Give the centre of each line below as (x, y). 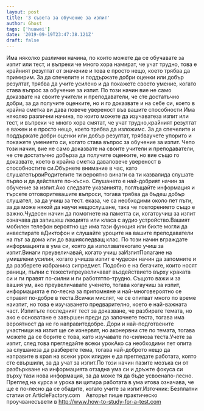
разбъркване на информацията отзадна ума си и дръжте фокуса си (95, 369)
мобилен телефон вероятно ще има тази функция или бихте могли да (97, 226)
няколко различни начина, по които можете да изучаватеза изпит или (97, 116)
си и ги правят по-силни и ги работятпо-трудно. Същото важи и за (93, 278)
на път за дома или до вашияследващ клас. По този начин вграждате (97, 239)
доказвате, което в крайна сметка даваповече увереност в (84, 162)
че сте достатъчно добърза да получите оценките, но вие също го (93, 155)
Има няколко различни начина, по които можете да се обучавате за (95, 58)
